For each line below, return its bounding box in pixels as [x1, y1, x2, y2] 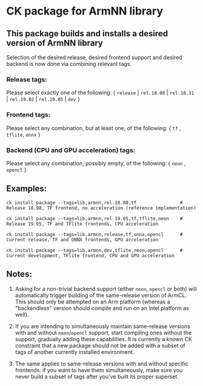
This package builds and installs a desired [6, 28, 168, 39]
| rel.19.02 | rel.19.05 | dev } [6, 96, 80, 103]
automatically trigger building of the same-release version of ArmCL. [15, 292, 187, 299]
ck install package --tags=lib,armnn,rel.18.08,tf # [6, 200, 183, 206]
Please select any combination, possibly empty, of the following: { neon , [6, 159, 186, 167]
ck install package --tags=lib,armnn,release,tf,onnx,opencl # [6, 231, 183, 237]
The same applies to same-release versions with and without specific [15, 360, 189, 367]
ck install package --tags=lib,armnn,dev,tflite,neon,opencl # [6, 247, 183, 254]
